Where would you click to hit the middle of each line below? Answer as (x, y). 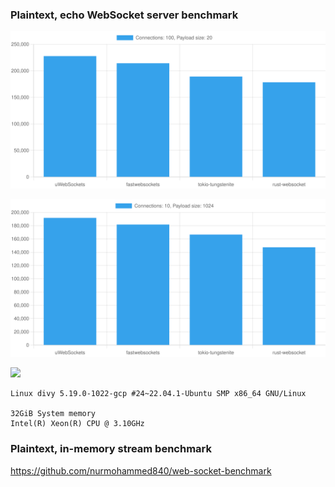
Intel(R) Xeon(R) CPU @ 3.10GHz (77, 424)
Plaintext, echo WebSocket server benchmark (124, 15)
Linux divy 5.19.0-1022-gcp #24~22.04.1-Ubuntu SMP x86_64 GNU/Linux (158, 394)
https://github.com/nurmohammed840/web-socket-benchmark (141, 470)
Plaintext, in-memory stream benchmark (111, 449)
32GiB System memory (53, 414)
